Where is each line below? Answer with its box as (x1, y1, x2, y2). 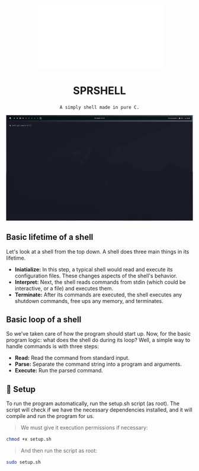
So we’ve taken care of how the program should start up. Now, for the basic (6, 330, 191, 337)
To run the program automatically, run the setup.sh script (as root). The (6, 400, 179, 407)
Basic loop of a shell (6, 315, 82, 325)
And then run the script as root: (20, 447, 98, 454)
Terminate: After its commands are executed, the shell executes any (14, 291, 182, 298)
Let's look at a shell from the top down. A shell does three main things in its (6, 248, 190, 255)
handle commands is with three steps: (6, 343, 99, 350)
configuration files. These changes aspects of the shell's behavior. (14, 272, 178, 279)
